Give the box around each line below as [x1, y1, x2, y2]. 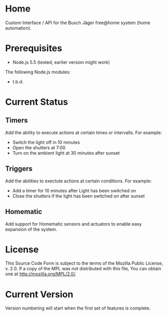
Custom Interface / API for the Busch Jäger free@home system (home [5, 20, 150, 26]
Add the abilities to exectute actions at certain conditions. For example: [5, 178, 152, 184]
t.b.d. [12, 78, 24, 84]
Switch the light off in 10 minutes [12, 139, 80, 145]
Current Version [5, 288, 74, 300]
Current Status [5, 96, 68, 108]
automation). [5, 25, 32, 31]
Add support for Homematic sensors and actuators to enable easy [5, 221, 142, 227]
